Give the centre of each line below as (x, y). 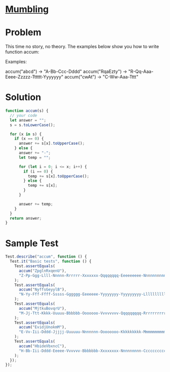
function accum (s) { (27, 111)
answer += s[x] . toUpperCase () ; (52, 143)
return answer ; (26, 218)
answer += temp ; (36, 204)
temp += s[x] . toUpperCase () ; (58, 176)
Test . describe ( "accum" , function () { (46, 257)
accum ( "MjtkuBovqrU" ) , (42, 308)
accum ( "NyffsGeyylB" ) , (42, 290)
